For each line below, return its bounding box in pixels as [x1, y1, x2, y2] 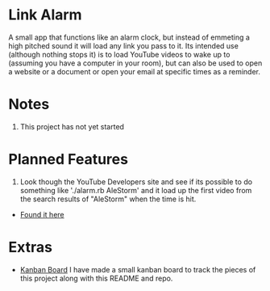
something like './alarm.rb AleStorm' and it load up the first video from [19, 185, 252, 195]
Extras [8, 238, 52, 256]
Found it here [19, 209, 64, 219]
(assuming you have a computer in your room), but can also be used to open [8, 58, 263, 68]
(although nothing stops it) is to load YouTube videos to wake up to [8, 49, 231, 59]
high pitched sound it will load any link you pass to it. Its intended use [8, 40, 239, 50]
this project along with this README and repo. [19, 273, 173, 283]
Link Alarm [8, 6, 82, 24]
